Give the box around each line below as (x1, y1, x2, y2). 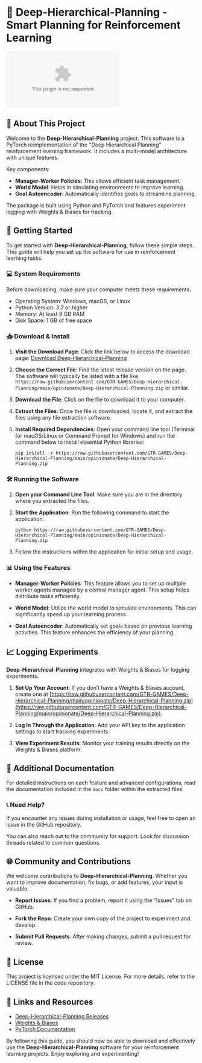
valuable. (6, 885, 29, 892)
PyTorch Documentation (14, 1026, 75, 1033)
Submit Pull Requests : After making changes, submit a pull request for (14, 933, 191, 940)
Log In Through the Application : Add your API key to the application (14, 721, 185, 728)
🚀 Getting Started (6, 226, 73, 236)
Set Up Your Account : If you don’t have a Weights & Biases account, (14, 684, 185, 691)
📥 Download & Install (6, 332, 70, 340)
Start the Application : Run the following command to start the (14, 509, 170, 516)
